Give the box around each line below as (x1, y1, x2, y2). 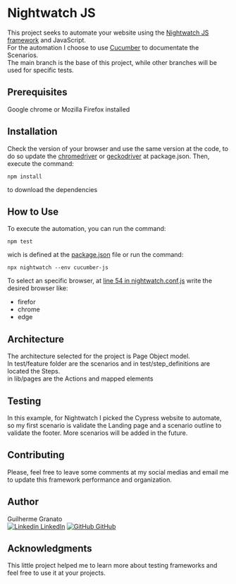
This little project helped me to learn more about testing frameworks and (7, 561, 218, 570)
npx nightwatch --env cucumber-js (7, 264, 109, 271)
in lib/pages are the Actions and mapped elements (7, 374, 154, 383)
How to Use (7, 205, 59, 217)
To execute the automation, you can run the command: (7, 225, 166, 233)
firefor (17, 298, 37, 306)
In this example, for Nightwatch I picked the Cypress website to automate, (7, 414, 222, 422)
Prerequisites (7, 86, 68, 98)
